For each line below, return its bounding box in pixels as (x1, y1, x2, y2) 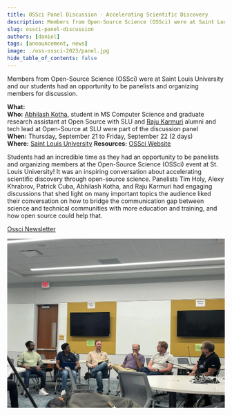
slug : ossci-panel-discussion (7, 26, 95, 32)
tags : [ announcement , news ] (7, 40, 88, 48)
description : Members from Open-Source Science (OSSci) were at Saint (7, 18, 215, 26)
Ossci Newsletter (7, 224, 57, 233)
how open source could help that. (7, 211, 103, 220)
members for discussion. (7, 89, 78, 97)
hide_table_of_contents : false (7, 55, 97, 62)
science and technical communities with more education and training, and (7, 204, 217, 212)
